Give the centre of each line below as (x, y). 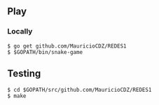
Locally (20, 31)
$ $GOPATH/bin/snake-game (45, 52)
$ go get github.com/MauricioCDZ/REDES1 (67, 46)
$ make (17, 96)
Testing (24, 74)
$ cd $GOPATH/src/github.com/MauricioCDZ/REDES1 (79, 90)
